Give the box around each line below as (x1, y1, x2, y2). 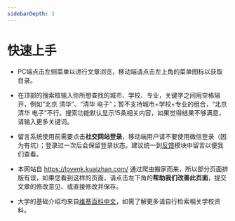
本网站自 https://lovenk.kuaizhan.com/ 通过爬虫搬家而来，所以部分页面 (17, 164, 222, 173)
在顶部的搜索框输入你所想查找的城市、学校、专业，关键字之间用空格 (17, 91, 215, 99)
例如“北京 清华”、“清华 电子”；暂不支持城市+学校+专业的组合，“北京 (29, 100, 228, 108)
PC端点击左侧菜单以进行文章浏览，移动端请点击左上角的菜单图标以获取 (17, 67, 223, 76)
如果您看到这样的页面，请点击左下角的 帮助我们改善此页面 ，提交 (41, 173, 227, 182)
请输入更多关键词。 (17, 117, 74, 126)
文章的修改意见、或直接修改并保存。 (17, 182, 123, 190)
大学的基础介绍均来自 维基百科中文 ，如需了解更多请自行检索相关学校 (17, 197, 215, 206)
